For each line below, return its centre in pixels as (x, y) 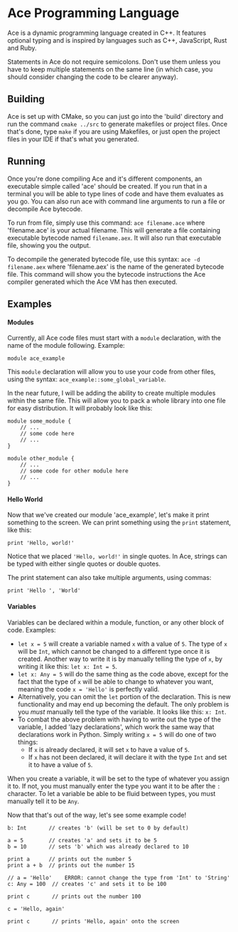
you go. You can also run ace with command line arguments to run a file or (116, 201)
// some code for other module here (75, 471)
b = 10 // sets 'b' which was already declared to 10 (98, 847)
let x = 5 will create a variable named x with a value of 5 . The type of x (122, 644)
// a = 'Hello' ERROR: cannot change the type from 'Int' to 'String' (119, 878)
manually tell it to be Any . (43, 801)
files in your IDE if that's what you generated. (73, 139)
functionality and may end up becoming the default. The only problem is (123, 704)
